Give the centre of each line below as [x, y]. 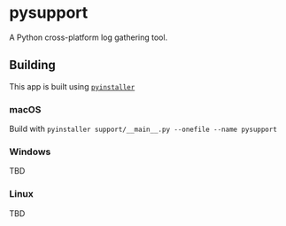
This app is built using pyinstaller [72, 86]
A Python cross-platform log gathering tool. [89, 37]
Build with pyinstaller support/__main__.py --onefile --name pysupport [143, 129]
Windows [30, 152]
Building [32, 65]
